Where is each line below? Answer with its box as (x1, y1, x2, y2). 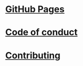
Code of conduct (5, 27, 78, 38)
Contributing (5, 49, 61, 61)
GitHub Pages (5, 4, 65, 15)
